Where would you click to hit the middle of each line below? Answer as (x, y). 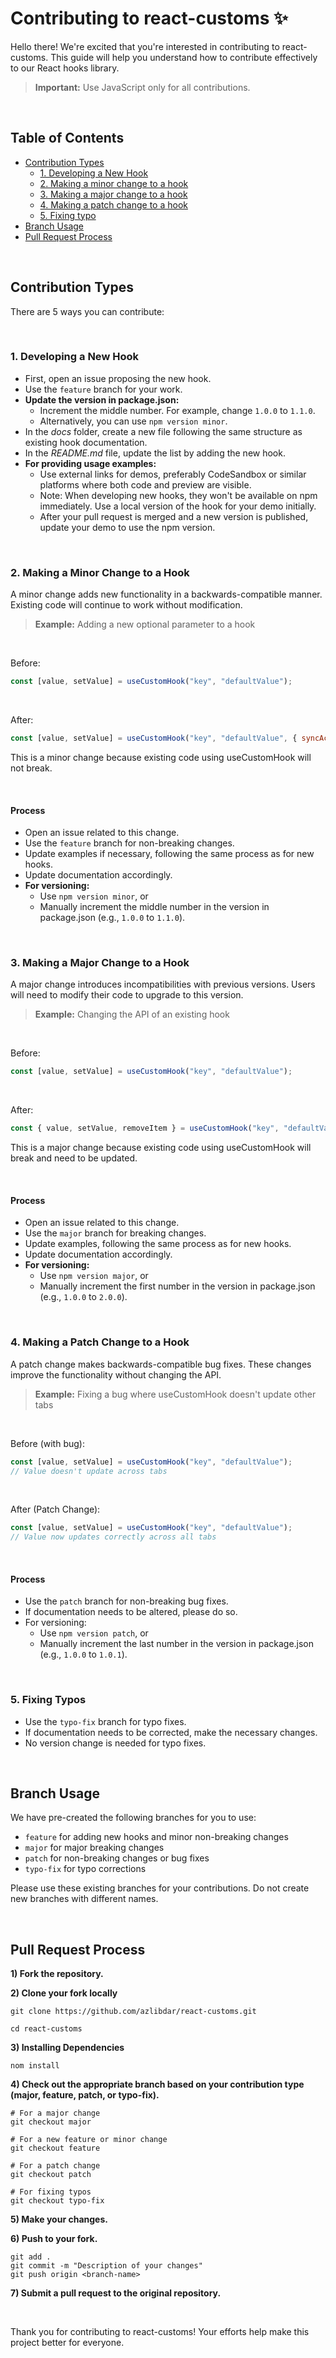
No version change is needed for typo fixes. (115, 1743)
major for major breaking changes (94, 1848)
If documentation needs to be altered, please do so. (131, 1612)
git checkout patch (51, 2175)
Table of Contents (67, 138)
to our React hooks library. (65, 68)
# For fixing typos (51, 2192)
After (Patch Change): (55, 1509)
